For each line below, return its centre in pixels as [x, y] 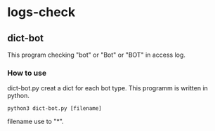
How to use [27, 73]
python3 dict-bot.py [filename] [54, 109]
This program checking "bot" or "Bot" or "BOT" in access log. [97, 55]
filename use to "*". [36, 122]
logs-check [41, 12]
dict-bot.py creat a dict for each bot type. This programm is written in [108, 88]
